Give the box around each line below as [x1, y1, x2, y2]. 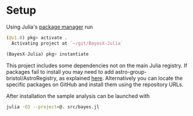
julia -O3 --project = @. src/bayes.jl [6, 104, 100, 110]
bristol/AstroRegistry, [6, 74, 58, 81]
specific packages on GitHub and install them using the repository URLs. [6, 81, 184, 88]
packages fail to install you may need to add [6, 68, 114, 75]
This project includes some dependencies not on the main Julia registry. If [6, 62, 188, 69]
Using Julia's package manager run [6, 23, 93, 30]
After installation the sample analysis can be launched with [6, 92, 150, 99]
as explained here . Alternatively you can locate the [59, 74, 183, 81]
